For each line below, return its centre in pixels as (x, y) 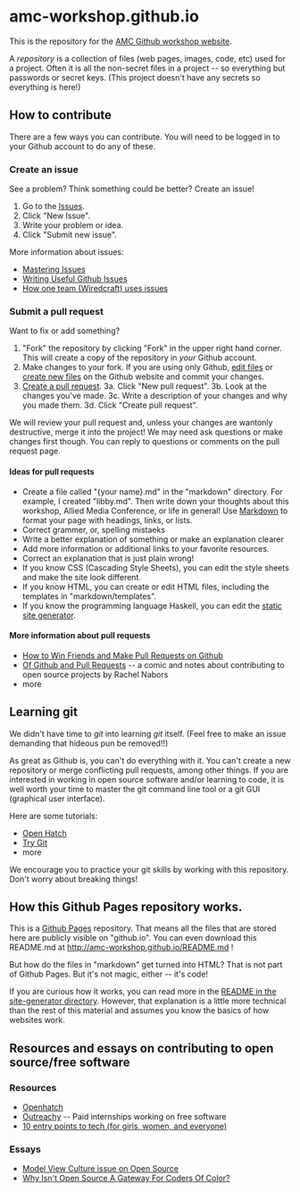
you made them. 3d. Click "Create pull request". (110, 405)
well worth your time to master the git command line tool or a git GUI (135, 789)
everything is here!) (45, 87)
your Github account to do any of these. (83, 146)
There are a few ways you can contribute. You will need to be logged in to (145, 137)
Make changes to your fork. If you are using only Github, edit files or (147, 368)
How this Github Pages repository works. (126, 906)
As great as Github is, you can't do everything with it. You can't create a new (150, 760)
